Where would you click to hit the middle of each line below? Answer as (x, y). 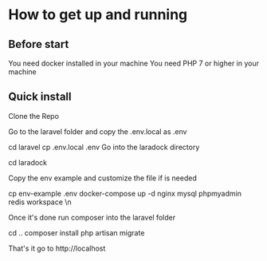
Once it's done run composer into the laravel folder (92, 217)
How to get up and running (98, 15)
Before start (39, 44)
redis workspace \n (40, 202)
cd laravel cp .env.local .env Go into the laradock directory (104, 147)
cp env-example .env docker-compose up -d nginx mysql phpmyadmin (125, 193)
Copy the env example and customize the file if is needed (102, 178)
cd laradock (28, 162)
